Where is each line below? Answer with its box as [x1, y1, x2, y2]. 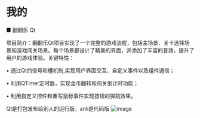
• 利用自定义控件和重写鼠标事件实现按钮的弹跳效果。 [6, 92, 136, 99]
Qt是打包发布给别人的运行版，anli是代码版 [6, 105, 110, 112]
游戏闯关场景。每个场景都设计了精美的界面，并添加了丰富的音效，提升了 [16, 46, 195, 54]
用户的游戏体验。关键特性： [6, 54, 75, 61]
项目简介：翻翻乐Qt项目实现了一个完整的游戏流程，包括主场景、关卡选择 [6, 39, 185, 46]
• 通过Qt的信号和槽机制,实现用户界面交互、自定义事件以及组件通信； [6, 66, 175, 74]
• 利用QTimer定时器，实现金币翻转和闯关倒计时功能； [6, 79, 139, 87]
